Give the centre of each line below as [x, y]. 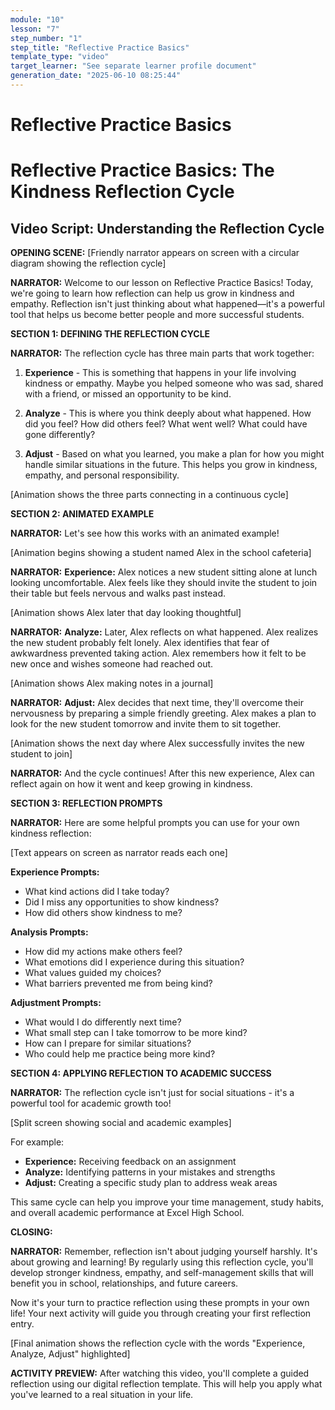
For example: [37, 1142]
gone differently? [60, 435]
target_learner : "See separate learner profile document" [133, 66]
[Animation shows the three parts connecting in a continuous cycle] [149, 495]
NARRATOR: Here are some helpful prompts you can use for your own [155, 823]
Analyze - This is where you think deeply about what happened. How [168, 413]
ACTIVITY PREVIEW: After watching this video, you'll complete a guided [160, 1373]
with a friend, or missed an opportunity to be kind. [128, 394]
